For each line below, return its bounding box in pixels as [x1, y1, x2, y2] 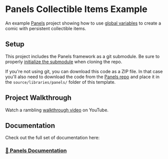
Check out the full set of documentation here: [5, 134, 100, 141]
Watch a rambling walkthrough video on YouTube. [5, 107, 109, 113]
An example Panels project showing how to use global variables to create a [5, 20, 161, 26]
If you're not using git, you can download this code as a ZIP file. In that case [5, 68, 163, 74]
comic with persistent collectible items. [5, 25, 87, 31]
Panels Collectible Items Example [5, 4, 148, 15]
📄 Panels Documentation [5, 147, 67, 154]
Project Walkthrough [5, 94, 72, 102]
